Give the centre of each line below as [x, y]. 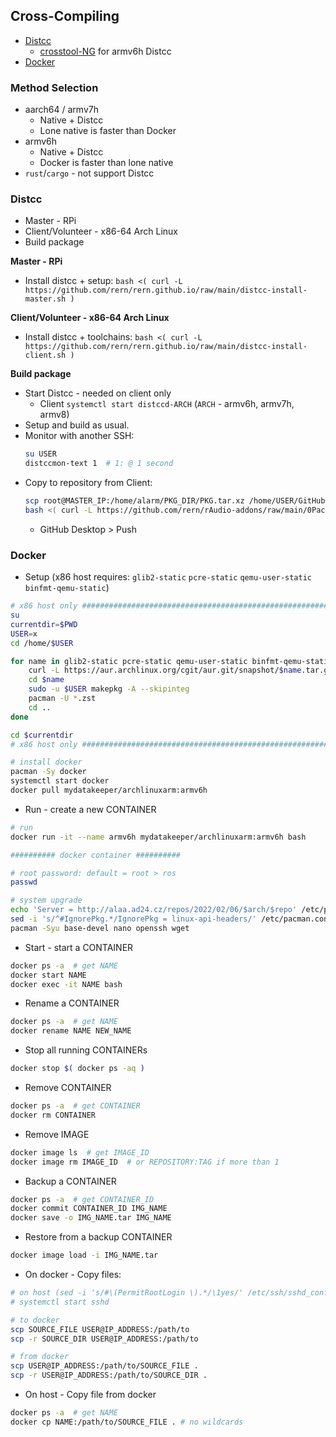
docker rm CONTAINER [53, 1115]
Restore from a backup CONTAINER [98, 1237]
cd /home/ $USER [42, 643]
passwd [24, 882]
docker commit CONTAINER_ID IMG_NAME [89, 1209]
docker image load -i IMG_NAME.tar [84, 1255]
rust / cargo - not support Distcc [89, 173]
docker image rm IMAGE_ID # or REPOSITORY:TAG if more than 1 [145, 1162]
